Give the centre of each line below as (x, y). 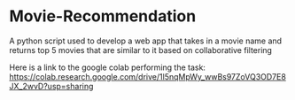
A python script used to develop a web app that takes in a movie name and (145, 41)
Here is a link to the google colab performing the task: (108, 67)
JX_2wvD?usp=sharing (51, 86)
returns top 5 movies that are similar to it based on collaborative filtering (141, 50)
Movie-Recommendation (103, 16)
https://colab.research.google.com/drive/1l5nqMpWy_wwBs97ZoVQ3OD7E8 (147, 76)
